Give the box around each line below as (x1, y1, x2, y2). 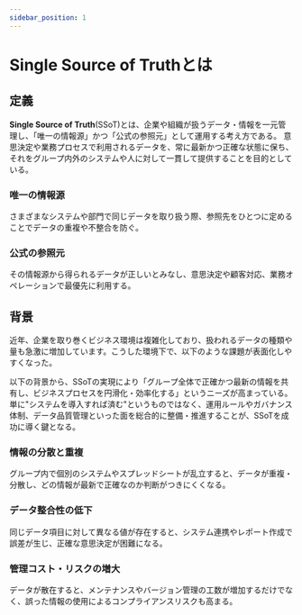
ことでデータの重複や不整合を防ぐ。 (9, 222, 144, 232)
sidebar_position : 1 (9, 13, 87, 23)
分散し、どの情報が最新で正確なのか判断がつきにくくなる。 (9, 479, 231, 491)
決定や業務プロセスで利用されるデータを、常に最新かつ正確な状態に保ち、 (16, 141, 294, 152)
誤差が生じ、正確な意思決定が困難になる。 (9, 538, 168, 548)
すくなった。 (9, 357, 57, 368)
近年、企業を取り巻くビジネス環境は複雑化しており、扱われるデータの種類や (9, 335, 293, 346)
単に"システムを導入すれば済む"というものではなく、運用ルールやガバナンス (9, 399, 293, 410)
